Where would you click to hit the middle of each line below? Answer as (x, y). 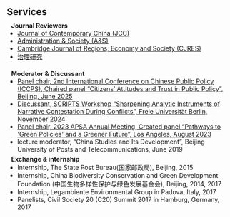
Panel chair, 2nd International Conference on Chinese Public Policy (115, 81)
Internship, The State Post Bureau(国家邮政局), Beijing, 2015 (105, 168)
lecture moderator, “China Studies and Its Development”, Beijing (111, 142)
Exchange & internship (45, 159)
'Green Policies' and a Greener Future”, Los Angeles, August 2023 (114, 134)
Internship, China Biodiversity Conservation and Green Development (117, 175)
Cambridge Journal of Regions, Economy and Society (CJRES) (109, 48)
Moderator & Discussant (48, 74)
